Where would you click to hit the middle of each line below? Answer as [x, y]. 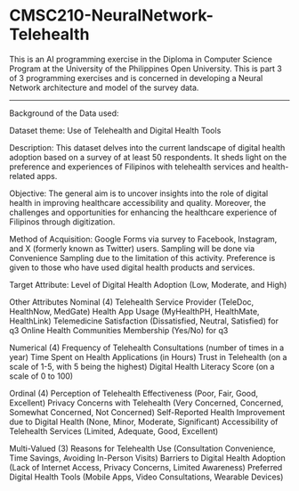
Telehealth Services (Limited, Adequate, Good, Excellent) [114, 431]
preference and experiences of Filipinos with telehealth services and [135, 167]
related [22, 176]
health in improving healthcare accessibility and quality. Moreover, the [138, 202]
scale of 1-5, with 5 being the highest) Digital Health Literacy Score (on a [142, 366]
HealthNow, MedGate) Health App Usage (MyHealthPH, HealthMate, [134, 311]
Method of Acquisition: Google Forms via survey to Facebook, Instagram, [143, 239]
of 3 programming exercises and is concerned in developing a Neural [136, 78]
